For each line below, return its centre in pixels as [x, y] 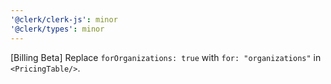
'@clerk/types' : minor [57, 29]
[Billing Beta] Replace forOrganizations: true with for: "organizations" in [166, 57]
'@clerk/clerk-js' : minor [64, 19]
